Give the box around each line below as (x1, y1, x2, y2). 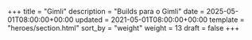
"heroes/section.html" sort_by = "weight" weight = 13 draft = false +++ (7, 24, 240, 32)
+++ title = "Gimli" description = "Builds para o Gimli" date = (7, 7, 205, 16)
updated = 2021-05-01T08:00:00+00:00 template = (75, 15, 245, 24)
